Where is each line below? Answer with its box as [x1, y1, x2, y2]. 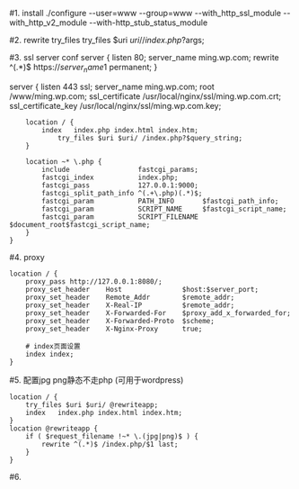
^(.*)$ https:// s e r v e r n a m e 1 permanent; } [9, 62, 158, 75]
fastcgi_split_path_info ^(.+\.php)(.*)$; [41, 188, 203, 197]
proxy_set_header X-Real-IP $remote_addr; [25, 301, 235, 310]
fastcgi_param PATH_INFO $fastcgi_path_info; [41, 196, 279, 205]
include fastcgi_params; [41, 165, 199, 174]
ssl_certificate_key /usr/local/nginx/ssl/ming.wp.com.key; [9, 100, 222, 111]
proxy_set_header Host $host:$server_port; [25, 285, 259, 294]
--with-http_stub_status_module [89, 17, 208, 28]
